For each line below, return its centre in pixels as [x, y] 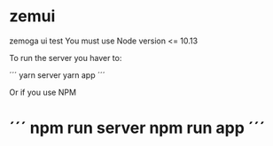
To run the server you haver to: [66, 58]
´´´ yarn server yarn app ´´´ [57, 75]
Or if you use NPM [43, 92]
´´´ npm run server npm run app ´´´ [137, 128]
